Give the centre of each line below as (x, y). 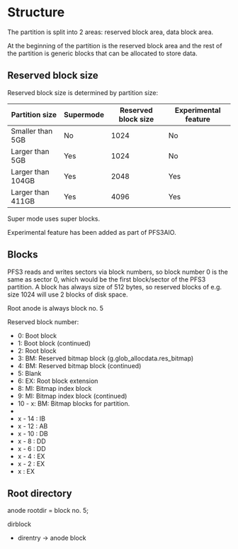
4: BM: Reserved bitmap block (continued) (79, 365)
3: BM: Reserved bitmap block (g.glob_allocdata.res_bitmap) (106, 358)
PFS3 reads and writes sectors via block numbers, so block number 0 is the (118, 272)
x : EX (26, 471)
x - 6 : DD (32, 448)
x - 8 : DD (32, 441)
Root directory (40, 493)
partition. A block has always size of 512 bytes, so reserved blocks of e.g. (114, 287)
